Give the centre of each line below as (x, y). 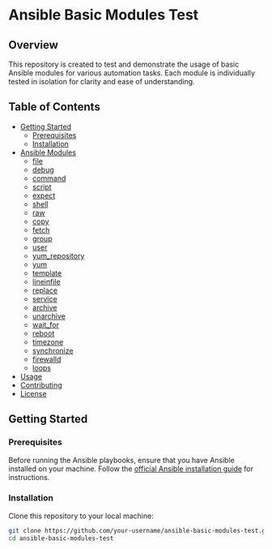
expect (44, 195)
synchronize (53, 350)
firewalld (47, 359)
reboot (43, 333)
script (42, 187)
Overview (34, 45)
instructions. (29, 477)
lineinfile (46, 281)
